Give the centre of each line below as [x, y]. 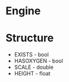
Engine [23, 11]
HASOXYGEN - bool [39, 61]
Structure [30, 38]
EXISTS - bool [31, 55]
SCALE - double [34, 67]
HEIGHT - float [32, 74]
